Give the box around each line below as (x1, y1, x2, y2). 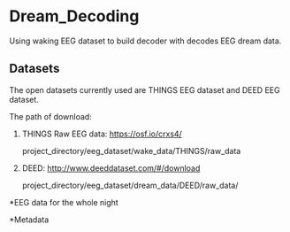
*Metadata (9, 214, 50, 225)
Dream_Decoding (9, 6, 140, 27)
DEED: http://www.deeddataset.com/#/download (21, 162, 201, 174)
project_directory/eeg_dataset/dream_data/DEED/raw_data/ (21, 180, 239, 190)
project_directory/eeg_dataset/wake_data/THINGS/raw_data (21, 145, 241, 156)
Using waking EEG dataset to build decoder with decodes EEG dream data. (9, 35, 282, 46)
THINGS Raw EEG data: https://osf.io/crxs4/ (21, 128, 183, 139)
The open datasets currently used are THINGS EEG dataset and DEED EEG (9, 84, 280, 95)
